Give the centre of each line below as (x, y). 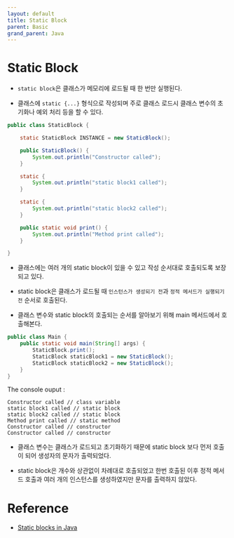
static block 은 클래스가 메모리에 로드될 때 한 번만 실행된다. (99, 88)
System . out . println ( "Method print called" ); (98, 234)
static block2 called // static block (64, 415)
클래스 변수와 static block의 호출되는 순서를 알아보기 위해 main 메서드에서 (118, 315)
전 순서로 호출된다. (42, 300)
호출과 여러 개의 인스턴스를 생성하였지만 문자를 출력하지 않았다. (111, 479)
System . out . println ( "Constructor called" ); (97, 157)
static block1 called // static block (64, 409)
